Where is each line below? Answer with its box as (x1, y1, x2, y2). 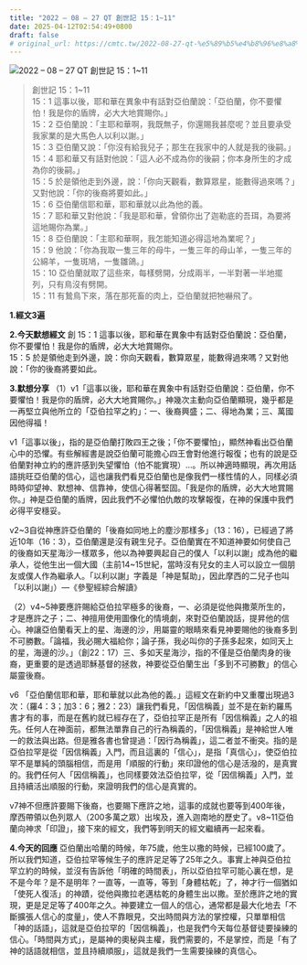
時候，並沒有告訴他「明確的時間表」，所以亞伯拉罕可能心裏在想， (40, 865, 286, 876)
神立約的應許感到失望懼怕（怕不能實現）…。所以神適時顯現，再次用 (33, 459, 290, 471)
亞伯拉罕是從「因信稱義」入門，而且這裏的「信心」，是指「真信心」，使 (9, 746, 274, 757)
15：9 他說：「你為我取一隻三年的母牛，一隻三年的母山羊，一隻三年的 (31, 244, 292, 256)
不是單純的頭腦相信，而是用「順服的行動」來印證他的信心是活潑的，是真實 (16, 758, 298, 769)
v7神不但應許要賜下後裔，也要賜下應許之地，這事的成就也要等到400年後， (9, 800, 291, 811)
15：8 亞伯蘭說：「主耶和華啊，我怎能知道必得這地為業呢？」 (31, 233, 260, 244)
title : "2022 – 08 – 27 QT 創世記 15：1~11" (9, 13, 176, 23)
